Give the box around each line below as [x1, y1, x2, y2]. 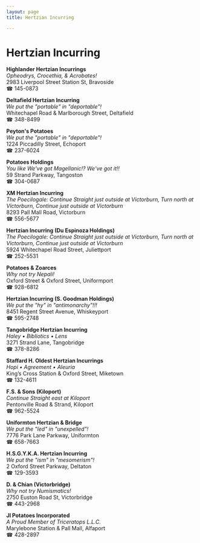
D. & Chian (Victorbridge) [6, 481, 71, 488]
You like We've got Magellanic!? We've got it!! [6, 165, 120, 172]
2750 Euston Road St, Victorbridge [6, 493, 92, 501]
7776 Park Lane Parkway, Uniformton [6, 432, 100, 439]
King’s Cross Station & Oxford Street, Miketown [6, 370, 124, 378]
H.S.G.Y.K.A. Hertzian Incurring [6, 450, 88, 457]
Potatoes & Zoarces [6, 264, 57, 272]
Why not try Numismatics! [6, 487, 71, 495]
